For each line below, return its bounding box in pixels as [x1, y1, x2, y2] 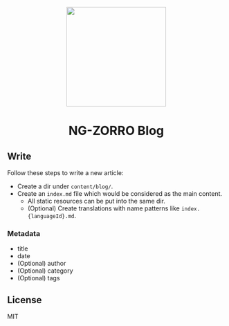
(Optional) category [17, 266, 74, 275]
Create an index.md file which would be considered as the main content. [17, 190, 223, 197]
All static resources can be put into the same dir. [27, 197, 166, 205]
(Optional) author [17, 260, 66, 268]
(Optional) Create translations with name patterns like [27, 204, 180, 212]
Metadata [7, 228, 40, 238]
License [7, 294, 42, 306]
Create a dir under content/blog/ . [17, 182, 113, 190]
